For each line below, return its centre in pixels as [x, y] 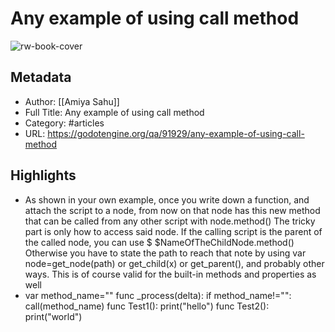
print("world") [53, 316]
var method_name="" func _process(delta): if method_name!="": [158, 295]
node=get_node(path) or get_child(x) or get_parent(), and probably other [174, 263]
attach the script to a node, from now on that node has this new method [172, 210]
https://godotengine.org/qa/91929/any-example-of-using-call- [176, 133]
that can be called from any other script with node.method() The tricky [170, 221]
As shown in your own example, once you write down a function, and [167, 199]
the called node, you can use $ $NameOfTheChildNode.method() [159, 242]
